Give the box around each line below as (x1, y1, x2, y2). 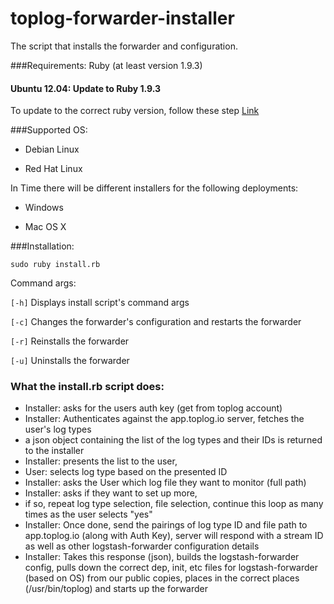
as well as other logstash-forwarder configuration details (24, 540, 260, 552)
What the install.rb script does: (10, 380, 165, 394)
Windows (24, 202, 64, 214)
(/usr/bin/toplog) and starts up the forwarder (24, 583, 209, 595)
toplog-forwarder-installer (10, 7, 235, 30)
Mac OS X (24, 221, 67, 233)
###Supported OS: (10, 124, 88, 136)
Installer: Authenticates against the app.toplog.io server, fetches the (24, 413, 305, 425)
